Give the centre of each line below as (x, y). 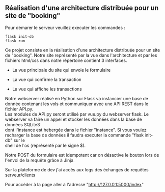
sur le (19, 140)
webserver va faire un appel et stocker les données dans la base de (74, 119)
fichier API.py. (19, 109)
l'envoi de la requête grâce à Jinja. (40, 160)
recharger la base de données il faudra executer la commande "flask (74, 135)
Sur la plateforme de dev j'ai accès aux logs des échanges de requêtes (77, 169)
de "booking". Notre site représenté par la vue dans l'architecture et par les (81, 55)
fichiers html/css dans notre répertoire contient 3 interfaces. (66, 60)
